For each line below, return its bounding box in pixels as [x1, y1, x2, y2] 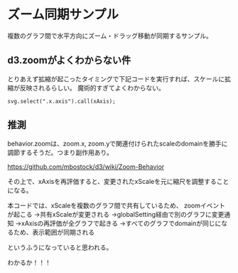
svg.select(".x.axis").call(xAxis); [7, 98, 116, 105]
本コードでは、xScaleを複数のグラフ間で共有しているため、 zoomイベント [7, 201, 226, 210]
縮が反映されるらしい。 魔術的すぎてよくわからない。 [7, 83, 165, 92]
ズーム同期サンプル [7, 6, 119, 23]
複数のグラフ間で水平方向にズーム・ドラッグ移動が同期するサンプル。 [7, 31, 213, 40]
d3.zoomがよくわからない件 [7, 54, 131, 66]
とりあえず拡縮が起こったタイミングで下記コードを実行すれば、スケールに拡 [7, 74, 232, 83]
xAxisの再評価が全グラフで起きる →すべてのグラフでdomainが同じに [21, 219, 222, 227]
